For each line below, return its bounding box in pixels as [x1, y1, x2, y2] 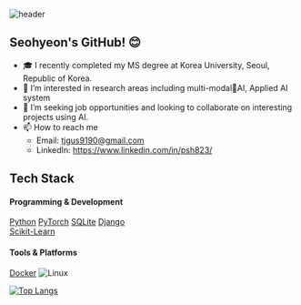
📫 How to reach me [22, 121, 98, 132]
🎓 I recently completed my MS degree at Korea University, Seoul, [22, 59, 270, 70]
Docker [9, 267, 37, 278]
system [22, 92, 51, 103]
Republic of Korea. [22, 73, 93, 84]
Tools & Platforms [9, 247, 78, 258]
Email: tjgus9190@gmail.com [35, 135, 145, 146]
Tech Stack [9, 171, 75, 187]
